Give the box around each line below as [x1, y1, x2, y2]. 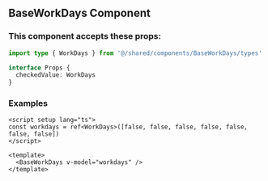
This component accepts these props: [8, 31, 162, 42]
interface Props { [8, 64, 70, 72]
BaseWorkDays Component [8, 6, 151, 20]
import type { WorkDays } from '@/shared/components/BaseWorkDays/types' [8, 48, 263, 57]
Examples [8, 98, 49, 109]
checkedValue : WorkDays [15, 71, 96, 79]
